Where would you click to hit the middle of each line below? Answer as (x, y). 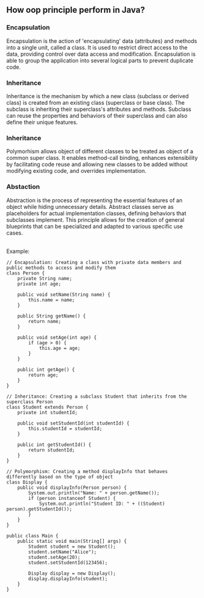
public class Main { (33, 536)
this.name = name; (52, 300)
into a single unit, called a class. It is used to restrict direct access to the (97, 47)
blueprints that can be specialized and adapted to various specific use (95, 226)
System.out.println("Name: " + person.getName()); (94, 493)
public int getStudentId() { (54, 445)
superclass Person (30, 402)
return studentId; (52, 450)
